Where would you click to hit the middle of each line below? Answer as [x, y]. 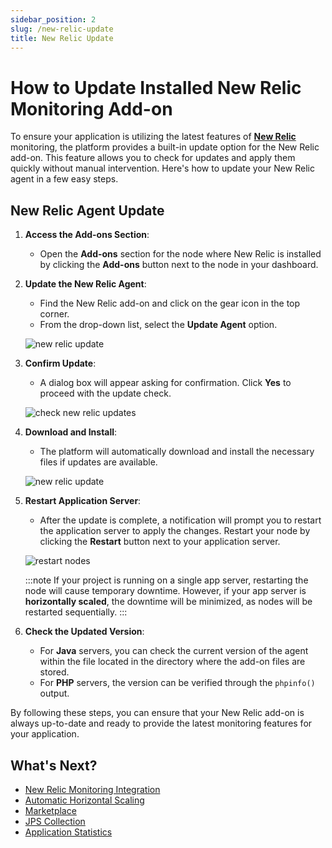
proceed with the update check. [105, 393]
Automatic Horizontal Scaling [84, 800]
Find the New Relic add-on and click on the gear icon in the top [170, 303]
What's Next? [54, 765]
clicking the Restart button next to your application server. [160, 542]
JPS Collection [55, 821]
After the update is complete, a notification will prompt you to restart [180, 520]
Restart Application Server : [83, 501]
